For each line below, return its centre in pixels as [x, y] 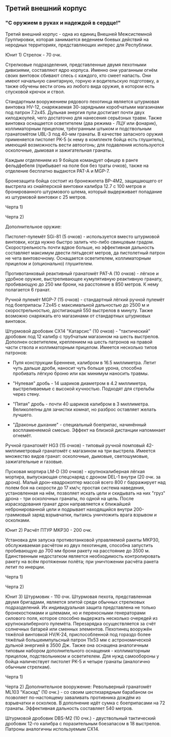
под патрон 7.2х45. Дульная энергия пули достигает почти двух [75, 112]
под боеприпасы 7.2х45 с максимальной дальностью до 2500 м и [77, 305]
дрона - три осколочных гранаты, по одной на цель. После [69, 498]
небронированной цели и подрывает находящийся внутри [69, 509]
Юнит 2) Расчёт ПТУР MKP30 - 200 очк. [49, 530]
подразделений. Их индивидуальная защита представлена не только [81, 607]
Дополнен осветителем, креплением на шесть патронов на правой [79, 342]
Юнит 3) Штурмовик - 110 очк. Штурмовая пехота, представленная [78, 596]
